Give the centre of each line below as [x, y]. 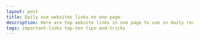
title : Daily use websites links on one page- [65, 17]
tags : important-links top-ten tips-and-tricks [66, 28]
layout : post [22, 11]
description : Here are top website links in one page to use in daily [95, 22]
